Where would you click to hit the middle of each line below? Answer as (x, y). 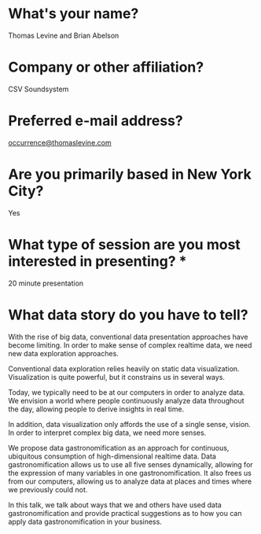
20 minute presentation (46, 283)
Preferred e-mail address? (96, 121)
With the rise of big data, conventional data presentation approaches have (128, 337)
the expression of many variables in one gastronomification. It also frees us (130, 473)
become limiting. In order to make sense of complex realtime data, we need (130, 345)
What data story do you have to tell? (129, 315)
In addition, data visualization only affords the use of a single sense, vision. (130, 424)
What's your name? (74, 14)
